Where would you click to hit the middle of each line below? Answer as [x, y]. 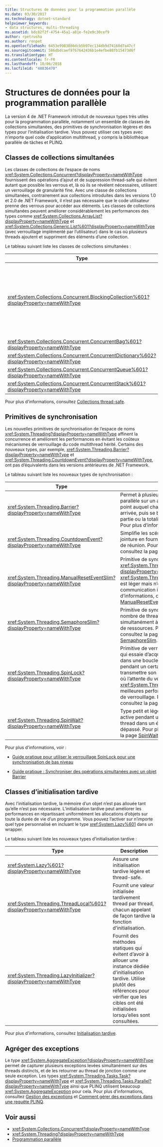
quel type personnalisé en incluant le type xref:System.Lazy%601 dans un [79, 824]
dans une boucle [139, 660]
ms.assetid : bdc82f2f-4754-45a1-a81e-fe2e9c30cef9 [57, 32]
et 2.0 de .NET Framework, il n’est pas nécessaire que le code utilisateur [77, 200]
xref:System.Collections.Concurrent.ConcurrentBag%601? [75, 341]
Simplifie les [134, 533]
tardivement [126, 897]
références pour [131, 991]
